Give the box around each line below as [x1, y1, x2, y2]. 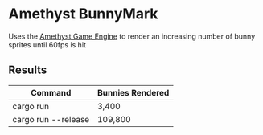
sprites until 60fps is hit [8, 39, 87, 49]
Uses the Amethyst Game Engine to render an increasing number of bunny [8, 31, 256, 41]
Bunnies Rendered [97, 87, 170, 98]
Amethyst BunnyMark [8, 5, 158, 23]
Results [8, 63, 47, 77]
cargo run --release [12, 113, 90, 125]
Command [31, 87, 72, 98]
